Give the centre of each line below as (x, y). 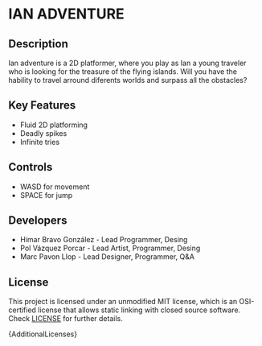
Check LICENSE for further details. (65, 319)
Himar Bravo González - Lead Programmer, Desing (104, 240)
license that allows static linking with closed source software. (139, 310)
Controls (31, 167)
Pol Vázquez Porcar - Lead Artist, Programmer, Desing (110, 248)
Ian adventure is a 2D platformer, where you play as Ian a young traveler (127, 63)
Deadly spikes (43, 133)
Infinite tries (40, 142)
